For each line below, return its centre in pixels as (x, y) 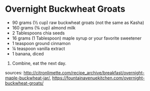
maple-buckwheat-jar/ (28, 78)
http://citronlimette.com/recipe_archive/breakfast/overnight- (84, 72)
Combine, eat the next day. (39, 63)
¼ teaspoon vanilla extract (38, 48)
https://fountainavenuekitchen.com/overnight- (98, 78)
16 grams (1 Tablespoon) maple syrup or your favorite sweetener (77, 38)
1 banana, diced (28, 54)
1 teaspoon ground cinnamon (41, 43)
